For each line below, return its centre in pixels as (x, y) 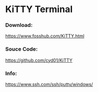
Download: (19, 25)
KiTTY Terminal (39, 9)
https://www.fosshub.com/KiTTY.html (45, 36)
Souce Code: (22, 49)
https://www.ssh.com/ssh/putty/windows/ (49, 84)
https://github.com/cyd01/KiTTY (39, 60)
